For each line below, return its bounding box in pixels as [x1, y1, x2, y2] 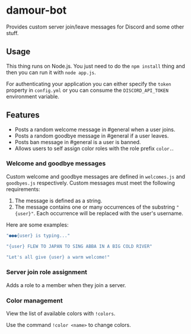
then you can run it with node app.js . [6, 69, 96, 76]
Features [6, 110, 40, 120]
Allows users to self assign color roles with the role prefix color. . [14, 145, 174, 152]
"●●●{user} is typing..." [6, 233, 70, 238]
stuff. [6, 29, 19, 36]
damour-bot [6, 4, 67, 17]
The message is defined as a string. [14, 197, 103, 204]
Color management [6, 296, 63, 304]
